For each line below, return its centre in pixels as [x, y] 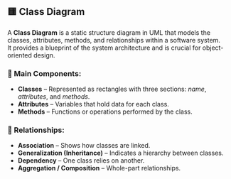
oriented [20, 55]
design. [44, 55]
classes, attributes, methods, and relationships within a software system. [114, 40]
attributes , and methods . [54, 97]
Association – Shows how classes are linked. [84, 146]
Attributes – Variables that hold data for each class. [93, 104]
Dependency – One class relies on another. [81, 161]
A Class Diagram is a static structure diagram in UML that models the [109, 32]
